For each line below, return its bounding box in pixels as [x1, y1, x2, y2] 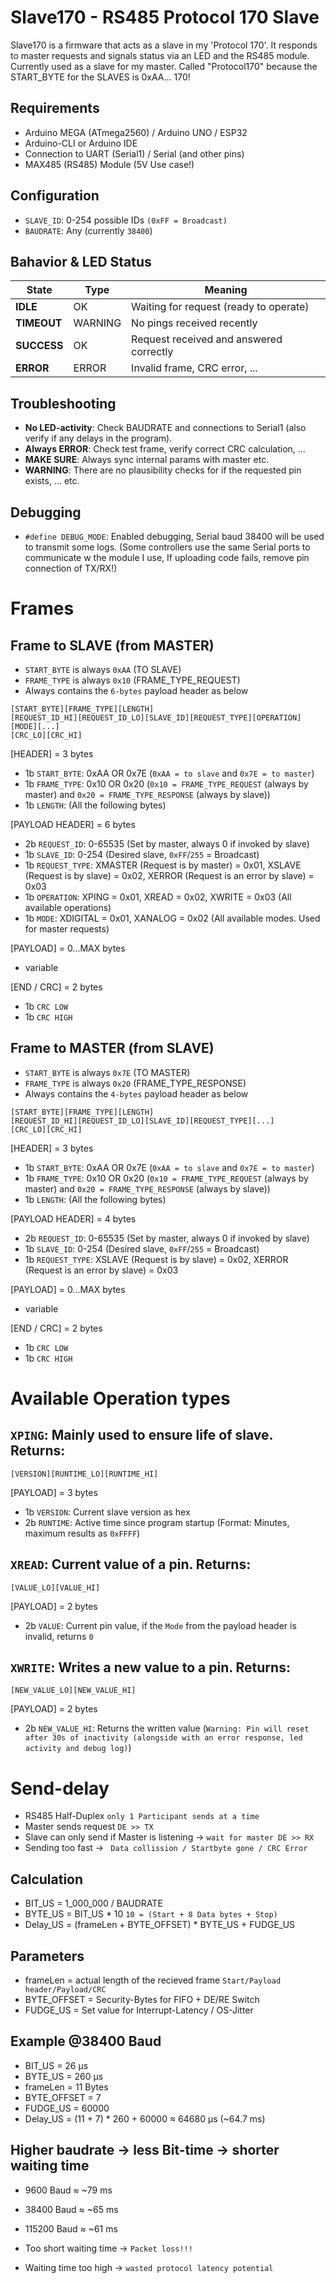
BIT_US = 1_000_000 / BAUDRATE [24, 1897, 163, 1910]
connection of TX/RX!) [24, 562, 118, 574]
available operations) [24, 902, 112, 913]
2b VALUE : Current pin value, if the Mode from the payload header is [24, 1619, 297, 1631]
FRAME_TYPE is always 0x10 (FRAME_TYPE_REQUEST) [24, 674, 241, 686]
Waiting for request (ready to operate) [131, 300, 310, 314]
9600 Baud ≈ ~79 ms [24, 2184, 113, 2196]
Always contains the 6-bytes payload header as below [24, 685, 249, 696]
